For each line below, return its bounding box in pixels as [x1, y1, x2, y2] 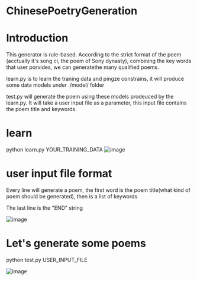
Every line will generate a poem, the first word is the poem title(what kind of [6, 187, 190, 194]
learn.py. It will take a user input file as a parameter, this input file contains [6, 99, 187, 106]
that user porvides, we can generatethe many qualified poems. [6, 64, 160, 71]
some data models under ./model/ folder [6, 81, 105, 89]
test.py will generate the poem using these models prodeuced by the [6, 93, 174, 100]
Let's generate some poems [6, 236, 146, 250]
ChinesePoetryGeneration [6, 4, 138, 18]
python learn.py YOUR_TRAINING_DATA [6, 146, 104, 153]
